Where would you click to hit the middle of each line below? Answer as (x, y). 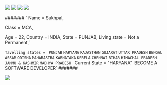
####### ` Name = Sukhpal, (34, 18)
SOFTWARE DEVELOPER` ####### (42, 68)
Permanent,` (18, 42)
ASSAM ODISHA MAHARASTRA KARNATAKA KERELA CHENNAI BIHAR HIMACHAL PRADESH (81, 58)
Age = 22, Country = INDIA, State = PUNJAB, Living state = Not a (72, 37)
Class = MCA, (19, 28)
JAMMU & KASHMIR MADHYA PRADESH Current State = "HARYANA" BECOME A (81, 63)
